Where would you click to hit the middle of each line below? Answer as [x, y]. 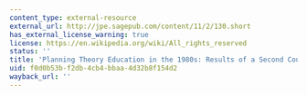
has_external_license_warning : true [79, 34]
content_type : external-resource [73, 18]
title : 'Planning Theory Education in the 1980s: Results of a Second [147, 60]
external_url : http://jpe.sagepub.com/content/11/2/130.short [130, 26]
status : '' [30, 52]
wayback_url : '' [40, 77]
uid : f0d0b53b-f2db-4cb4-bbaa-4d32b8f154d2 [94, 69]
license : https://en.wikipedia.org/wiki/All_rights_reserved [128, 43]
